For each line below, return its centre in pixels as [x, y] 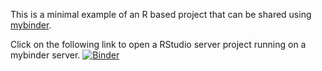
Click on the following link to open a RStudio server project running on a [158, 44]
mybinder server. [45, 55]
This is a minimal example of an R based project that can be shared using [161, 14]
